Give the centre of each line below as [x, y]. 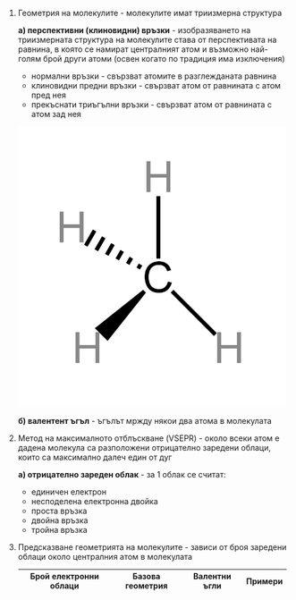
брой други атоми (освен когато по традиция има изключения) [164, 59]
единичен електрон [69, 492]
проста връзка [59, 511]
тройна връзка [59, 529]
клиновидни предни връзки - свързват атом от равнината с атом [156, 85]
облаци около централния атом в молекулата [105, 556]
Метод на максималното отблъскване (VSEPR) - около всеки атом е [148, 438]
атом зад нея [56, 114]
